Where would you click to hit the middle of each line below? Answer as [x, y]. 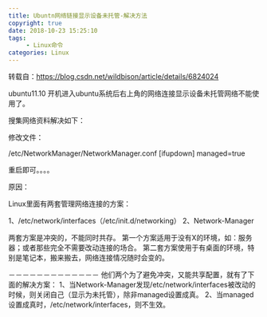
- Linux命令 [45, 46]
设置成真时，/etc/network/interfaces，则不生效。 [89, 305]
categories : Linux [39, 53]
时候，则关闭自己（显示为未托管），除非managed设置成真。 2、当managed [131, 295]
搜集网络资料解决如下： [47, 120]
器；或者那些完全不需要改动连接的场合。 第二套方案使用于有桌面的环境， [128, 248]
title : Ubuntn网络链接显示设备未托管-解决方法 [78, 16]
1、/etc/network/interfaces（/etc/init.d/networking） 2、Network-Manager [131, 221]
